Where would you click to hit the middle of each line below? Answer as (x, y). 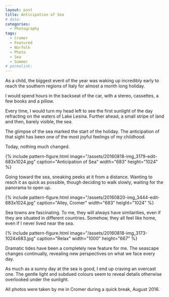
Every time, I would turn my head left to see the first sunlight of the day (79, 111)
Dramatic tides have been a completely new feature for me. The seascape (82, 249)
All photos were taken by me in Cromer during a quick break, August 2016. (82, 289)
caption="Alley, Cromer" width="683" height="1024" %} (96, 203)
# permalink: (19, 66)
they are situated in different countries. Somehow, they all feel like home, (81, 218)
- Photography (24, 29)
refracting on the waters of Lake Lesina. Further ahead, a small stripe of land (85, 116)
